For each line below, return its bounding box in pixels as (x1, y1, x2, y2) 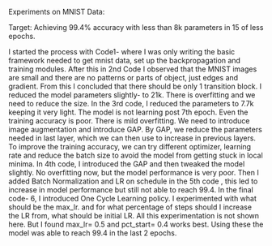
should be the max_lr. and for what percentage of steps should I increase (8, 202, 253, 212)
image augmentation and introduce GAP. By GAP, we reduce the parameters (8, 125, 263, 134)
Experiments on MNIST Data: (8, 7, 105, 16)
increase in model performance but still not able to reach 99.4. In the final (8, 185, 253, 194)
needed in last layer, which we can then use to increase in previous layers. (8, 133, 257, 143)
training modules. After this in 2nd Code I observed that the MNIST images (8, 64, 257, 74)
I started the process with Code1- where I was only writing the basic (8, 47, 236, 56)
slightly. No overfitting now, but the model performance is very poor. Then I (8, 168, 259, 177)
